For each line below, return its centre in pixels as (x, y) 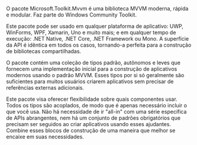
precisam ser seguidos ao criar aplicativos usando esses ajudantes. (89, 124)
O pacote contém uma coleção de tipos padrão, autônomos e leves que (93, 62)
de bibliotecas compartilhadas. (44, 51)
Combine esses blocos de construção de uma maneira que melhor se (91, 130)
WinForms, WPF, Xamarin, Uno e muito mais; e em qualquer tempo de (91, 32)
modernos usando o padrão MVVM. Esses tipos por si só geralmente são (95, 75)
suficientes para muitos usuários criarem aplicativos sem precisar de (90, 81)
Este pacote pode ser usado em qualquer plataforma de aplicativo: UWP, (95, 26)
